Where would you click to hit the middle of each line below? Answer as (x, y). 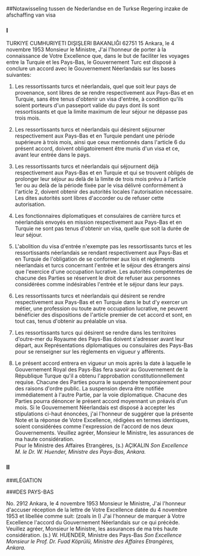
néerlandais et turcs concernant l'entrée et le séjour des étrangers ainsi (102, 265)
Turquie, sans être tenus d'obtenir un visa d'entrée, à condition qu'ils (99, 99)
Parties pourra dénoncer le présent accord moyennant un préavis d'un (101, 401)
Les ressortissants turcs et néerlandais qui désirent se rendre (90, 296)
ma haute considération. (44, 439)
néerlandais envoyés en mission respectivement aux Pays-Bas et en (99, 222)
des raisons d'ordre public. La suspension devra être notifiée (89, 389)
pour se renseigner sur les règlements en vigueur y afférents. (90, 352)
